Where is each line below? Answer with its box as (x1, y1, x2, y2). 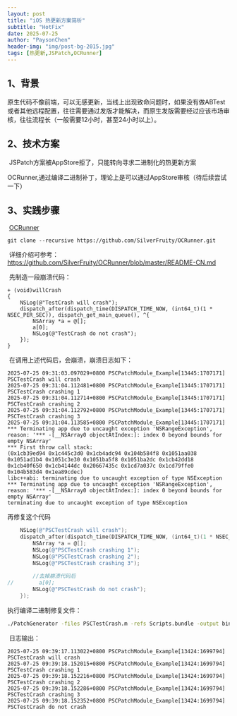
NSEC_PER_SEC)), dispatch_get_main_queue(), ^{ (7, 312, 150, 319)
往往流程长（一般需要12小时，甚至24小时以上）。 (19, 115, 161, 123)
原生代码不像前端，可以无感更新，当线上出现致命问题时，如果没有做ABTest (7, 97, 226, 106)
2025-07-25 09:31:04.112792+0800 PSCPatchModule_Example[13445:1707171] (7, 407, 226, 414)
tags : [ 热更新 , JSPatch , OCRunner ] (7, 50, 102, 57)
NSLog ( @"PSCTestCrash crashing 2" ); (32, 553, 140, 560)
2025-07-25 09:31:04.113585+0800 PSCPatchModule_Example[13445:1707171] (7, 419, 226, 427)
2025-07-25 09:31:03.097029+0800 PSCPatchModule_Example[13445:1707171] (7, 370, 226, 377)
